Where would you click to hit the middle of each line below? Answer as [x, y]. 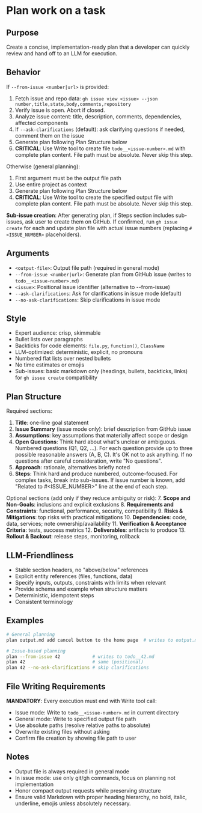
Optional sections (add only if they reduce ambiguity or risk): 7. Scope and [98, 498]
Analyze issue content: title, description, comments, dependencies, [98, 116]
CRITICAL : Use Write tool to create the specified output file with [94, 197]
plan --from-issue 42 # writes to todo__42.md [80, 656]
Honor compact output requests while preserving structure [88, 790]
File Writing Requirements [56, 687]
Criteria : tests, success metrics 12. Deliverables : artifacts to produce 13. [96, 530]
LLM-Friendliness [40, 556]
